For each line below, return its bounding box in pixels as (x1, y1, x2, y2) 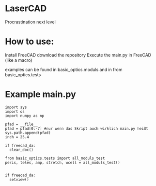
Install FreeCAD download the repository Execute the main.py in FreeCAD (5, 52, 152, 58)
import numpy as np (5, 113, 45, 118)
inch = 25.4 (5, 135, 29, 139)
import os (5, 109, 25, 114)
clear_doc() (9, 147, 34, 152)
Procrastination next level (5, 19, 56, 25)
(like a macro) (5, 57, 32, 63)
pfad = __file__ (5, 122, 38, 127)
